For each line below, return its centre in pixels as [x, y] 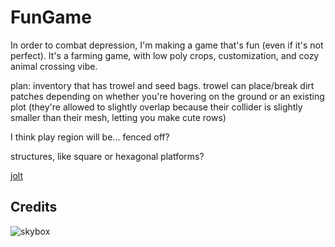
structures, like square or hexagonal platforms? [107, 156]
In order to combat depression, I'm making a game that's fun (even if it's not [167, 45]
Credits [34, 207]
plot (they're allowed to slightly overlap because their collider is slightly [156, 107]
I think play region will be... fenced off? [90, 137]
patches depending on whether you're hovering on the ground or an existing [167, 96]
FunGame [51, 17]
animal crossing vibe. [54, 66]
